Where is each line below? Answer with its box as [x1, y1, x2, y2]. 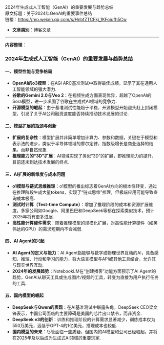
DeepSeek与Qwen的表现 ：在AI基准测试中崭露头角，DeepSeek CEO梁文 [12, 304, 158, 310]
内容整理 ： [5, 42, 27, 47]
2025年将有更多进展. [12, 213, 55, 219]
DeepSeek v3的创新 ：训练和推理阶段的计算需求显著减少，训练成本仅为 [12, 316, 156, 322]
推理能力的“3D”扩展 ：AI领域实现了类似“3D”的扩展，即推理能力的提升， [12, 153, 156, 159]
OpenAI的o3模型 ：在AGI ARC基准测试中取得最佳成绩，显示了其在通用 [12, 80, 153, 86]
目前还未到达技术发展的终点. [12, 159, 69, 165]
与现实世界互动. [12, 262, 44, 268]
